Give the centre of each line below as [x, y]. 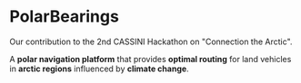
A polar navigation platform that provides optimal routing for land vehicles [150, 59]
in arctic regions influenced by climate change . [99, 69]
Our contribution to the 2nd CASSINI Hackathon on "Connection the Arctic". [151, 41]
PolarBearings [65, 17]
